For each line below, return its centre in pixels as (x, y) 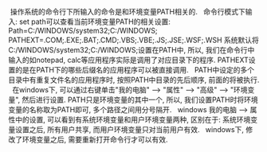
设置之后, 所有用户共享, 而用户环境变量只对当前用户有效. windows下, (130, 129)
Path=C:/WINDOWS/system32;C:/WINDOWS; (83, 31)
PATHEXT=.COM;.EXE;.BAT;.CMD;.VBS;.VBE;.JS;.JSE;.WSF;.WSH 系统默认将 (133, 40)
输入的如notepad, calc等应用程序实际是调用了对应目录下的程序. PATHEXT (129, 60)
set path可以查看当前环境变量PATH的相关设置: (95, 21)
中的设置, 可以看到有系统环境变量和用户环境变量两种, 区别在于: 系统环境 (133, 119)
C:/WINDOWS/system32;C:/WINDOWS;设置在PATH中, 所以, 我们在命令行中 (132, 50)
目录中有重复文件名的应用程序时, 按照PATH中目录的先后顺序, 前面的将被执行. (134, 80)
